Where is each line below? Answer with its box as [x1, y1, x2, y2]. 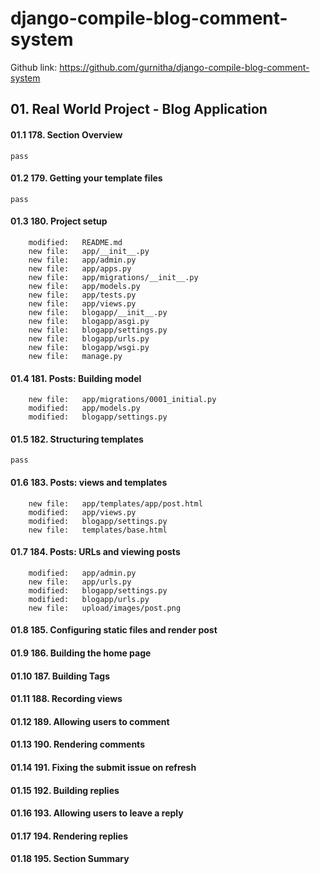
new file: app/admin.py [28, 255, 137, 265]
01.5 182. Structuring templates [10, 433, 144, 445]
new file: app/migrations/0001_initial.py [28, 395, 217, 405]
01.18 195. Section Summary [10, 853, 130, 865]
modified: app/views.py [28, 507, 137, 517]
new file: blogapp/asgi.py [28, 316, 150, 326]
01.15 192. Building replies [10, 784, 120, 796]
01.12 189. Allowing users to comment [10, 715, 170, 727]
